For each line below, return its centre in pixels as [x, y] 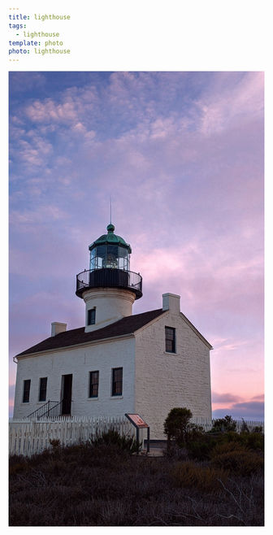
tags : [17, 26]
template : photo [36, 43]
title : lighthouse [39, 17]
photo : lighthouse [39, 52]
